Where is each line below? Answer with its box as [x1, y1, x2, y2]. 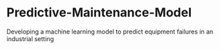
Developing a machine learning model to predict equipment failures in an [6, 27, 214, 36]
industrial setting [6, 34, 55, 42]
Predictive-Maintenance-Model [6, 5, 192, 21]
